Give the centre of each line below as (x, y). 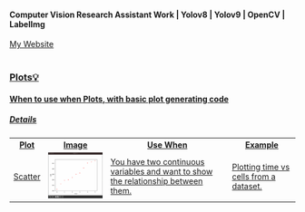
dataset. (247, 186)
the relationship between (157, 181)
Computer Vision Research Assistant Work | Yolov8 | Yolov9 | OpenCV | (148, 14)
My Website (32, 44)
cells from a (254, 176)
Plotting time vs (261, 167)
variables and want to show (162, 172)
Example (261, 145)
